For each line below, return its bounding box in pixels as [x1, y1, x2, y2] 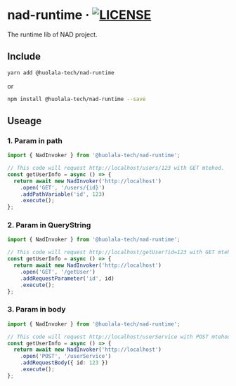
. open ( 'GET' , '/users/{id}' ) [20, 184, 105, 191]
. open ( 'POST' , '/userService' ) [20, 353, 112, 360]
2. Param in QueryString [7, 220, 91, 230]
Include [7, 51, 41, 62]
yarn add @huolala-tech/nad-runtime [7, 69, 114, 76]
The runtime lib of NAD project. [7, 30, 98, 39]
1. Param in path [7, 135, 63, 145]
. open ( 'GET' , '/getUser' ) [20, 268, 96, 275]
